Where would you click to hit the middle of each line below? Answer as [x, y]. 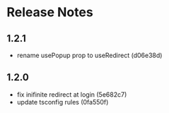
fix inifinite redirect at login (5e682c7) [72, 94]
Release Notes [50, 12]
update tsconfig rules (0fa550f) [63, 102]
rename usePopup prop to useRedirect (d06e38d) [89, 55]
